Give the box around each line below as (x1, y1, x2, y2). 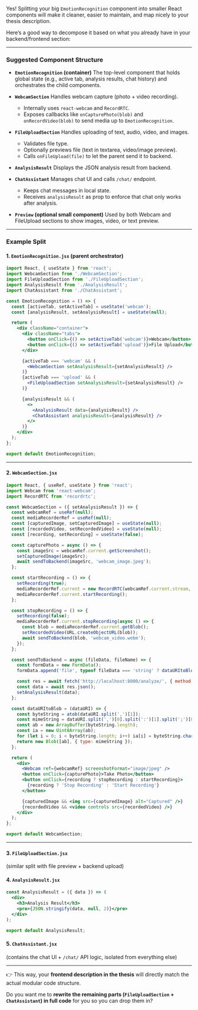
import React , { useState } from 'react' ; (6, 266, 112, 272)
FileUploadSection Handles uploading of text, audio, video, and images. (14, 128, 190, 135)
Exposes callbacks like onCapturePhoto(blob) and (23, 111, 143, 118)
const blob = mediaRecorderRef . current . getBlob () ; (21, 624, 149, 630)
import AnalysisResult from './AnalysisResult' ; (6, 282, 128, 288)
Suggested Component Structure (6, 56, 103, 64)
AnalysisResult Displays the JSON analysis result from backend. (14, 164, 172, 171)
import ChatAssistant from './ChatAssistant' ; (6, 287, 123, 293)
